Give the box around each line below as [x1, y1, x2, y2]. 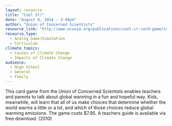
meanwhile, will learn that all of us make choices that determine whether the [5, 99, 166, 105]
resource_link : [5, 27, 38, 32]
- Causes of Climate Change [10, 50, 70, 55]
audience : [5, 60, 27, 65]
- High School [10, 65, 40, 70]
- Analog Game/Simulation [10, 36, 66, 41]
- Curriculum [10, 41, 38, 46]
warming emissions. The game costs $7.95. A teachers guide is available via [5, 110, 166, 116]
